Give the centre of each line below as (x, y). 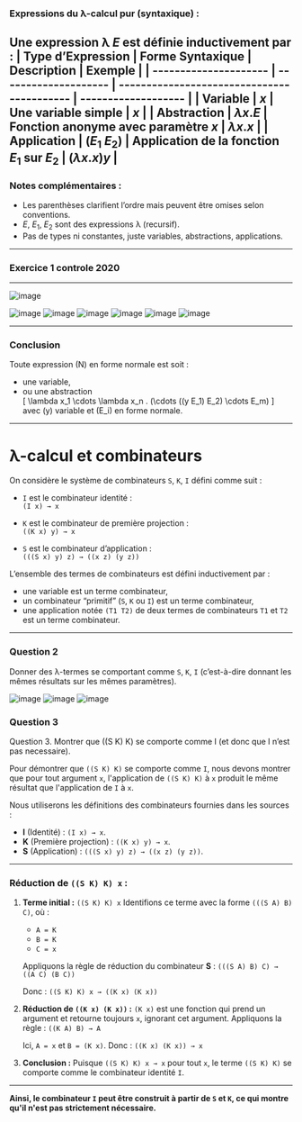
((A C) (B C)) (49, 975)
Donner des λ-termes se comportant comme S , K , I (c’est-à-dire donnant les (151, 671)
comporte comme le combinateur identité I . (103, 1072)
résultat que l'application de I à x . (72, 787)
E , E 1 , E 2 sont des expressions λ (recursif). (101, 225)
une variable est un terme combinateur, (95, 592)
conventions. (46, 214)
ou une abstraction (57, 392)
